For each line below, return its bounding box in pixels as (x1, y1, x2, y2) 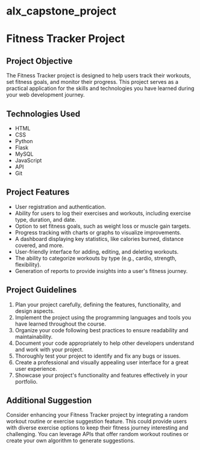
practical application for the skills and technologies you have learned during (6, 85, 195, 92)
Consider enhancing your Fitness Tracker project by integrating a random (6, 411, 189, 419)
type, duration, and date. (14, 216, 77, 223)
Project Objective (6, 56, 73, 66)
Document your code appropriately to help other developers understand (14, 339, 195, 347)
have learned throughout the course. (14, 320, 107, 327)
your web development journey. (6, 91, 86, 98)
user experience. (14, 365, 57, 372)
